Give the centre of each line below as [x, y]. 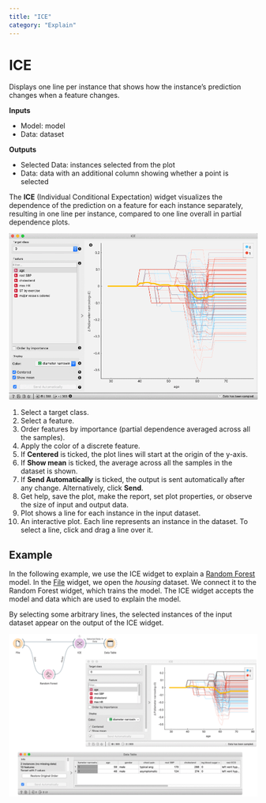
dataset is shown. [49, 471]
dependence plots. [39, 222]
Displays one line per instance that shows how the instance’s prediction [125, 87]
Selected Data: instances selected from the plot [98, 165]
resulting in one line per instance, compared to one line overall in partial [125, 214]
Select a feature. [47, 421]
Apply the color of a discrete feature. [80, 446]
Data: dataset [42, 134]
